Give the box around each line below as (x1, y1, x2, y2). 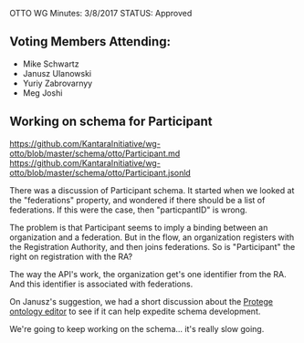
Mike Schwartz (22, 58, 79, 69)
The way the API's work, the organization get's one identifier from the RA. (9, 268, 287, 279)
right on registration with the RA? (9, 251, 133, 262)
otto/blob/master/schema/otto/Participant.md (9, 148, 181, 159)
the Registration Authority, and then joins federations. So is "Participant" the (9, 241, 296, 252)
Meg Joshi (22, 87, 63, 99)
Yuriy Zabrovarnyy (22, 78, 93, 88)
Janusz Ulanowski (22, 68, 92, 78)
